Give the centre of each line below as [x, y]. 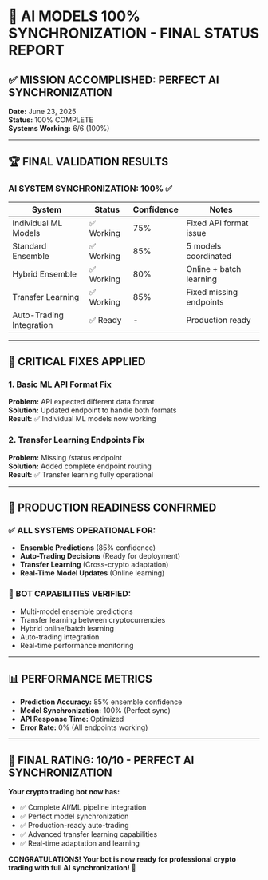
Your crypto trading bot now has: [64, 792]
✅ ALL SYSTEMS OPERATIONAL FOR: [82, 530]
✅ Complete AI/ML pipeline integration [83, 807]
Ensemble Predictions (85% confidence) [87, 548]
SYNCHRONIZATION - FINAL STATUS [134, 33]
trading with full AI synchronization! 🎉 [73, 868]
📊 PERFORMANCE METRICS [81, 679]
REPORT [37, 50]
